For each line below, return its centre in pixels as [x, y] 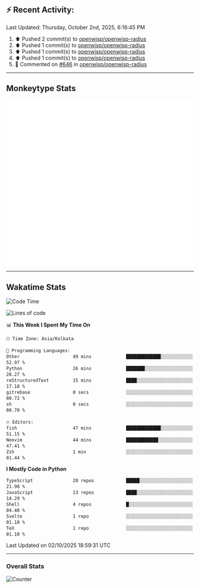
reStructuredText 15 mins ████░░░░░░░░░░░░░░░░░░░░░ [100, 380]
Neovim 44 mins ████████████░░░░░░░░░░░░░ [100, 440]
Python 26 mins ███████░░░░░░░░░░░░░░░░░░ [100, 368]
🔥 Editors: [20, 422]
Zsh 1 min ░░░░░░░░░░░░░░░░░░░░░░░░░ [100, 452]
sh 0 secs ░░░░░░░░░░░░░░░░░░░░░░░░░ [100, 404]
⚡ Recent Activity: [40, 10]
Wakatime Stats [36, 287]
